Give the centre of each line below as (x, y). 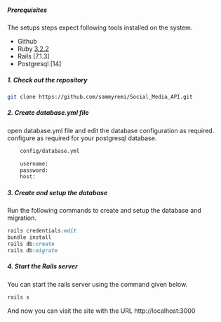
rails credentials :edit (42, 231)
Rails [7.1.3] (33, 56)
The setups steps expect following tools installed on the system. (100, 27)
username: (34, 163)
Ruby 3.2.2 (33, 49)
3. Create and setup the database (58, 192)
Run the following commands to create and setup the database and (104, 211)
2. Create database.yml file (48, 113)
